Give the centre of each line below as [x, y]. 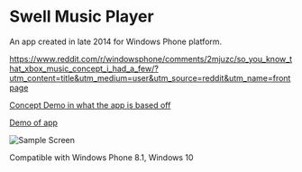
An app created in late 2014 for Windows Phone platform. [116, 41]
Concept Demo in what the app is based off [90, 104]
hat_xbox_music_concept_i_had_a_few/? [84, 68]
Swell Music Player [82, 17]
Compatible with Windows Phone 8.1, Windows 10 [101, 157]
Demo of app [34, 122]
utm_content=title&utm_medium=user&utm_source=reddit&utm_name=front [150, 77]
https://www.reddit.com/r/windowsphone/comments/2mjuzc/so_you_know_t [151, 59]
